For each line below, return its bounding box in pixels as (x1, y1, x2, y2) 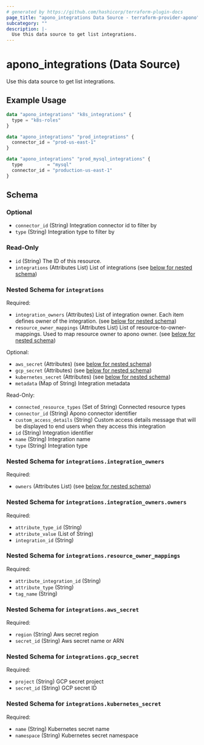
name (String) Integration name (15, 435, 91, 442)
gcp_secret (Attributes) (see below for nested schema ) (15, 366, 152, 374)
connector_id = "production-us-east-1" (12, 167, 113, 173)
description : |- (6, 26, 47, 32)
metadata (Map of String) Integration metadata (15, 379, 131, 386)
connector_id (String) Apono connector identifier (15, 410, 137, 417)
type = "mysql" (12, 162, 72, 168)
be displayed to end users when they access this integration (15, 422, 166, 430)
